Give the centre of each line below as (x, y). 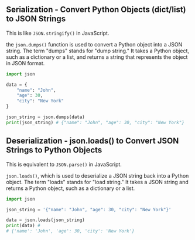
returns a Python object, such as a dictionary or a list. (71, 188)
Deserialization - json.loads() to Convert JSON (93, 141)
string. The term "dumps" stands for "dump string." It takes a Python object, (97, 51)
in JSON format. (25, 63)
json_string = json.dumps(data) (45, 117)
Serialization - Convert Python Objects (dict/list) (96, 10)
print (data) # (23, 226)
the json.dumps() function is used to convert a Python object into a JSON (94, 44)
